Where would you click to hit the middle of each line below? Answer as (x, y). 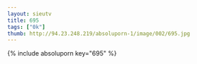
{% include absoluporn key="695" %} (62, 53)
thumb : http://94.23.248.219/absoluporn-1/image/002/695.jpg (99, 33)
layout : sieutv (30, 14)
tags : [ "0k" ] (26, 27)
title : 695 (23, 20)
